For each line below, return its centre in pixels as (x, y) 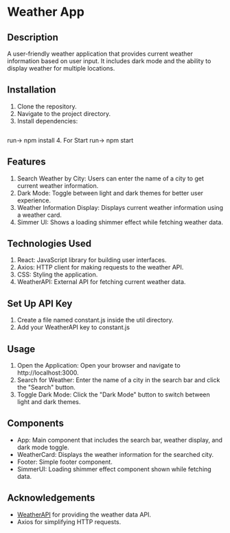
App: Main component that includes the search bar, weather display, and (120, 440)
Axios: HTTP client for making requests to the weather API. (100, 268)
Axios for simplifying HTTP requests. (69, 521)
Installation (32, 90)
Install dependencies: (47, 121)
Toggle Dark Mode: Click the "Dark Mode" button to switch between (114, 394)
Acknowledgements (51, 498)
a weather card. (39, 215)
